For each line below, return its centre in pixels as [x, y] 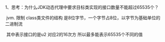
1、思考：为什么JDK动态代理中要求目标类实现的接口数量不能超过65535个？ [82, 7]
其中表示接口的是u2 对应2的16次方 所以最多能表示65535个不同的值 [74, 34]
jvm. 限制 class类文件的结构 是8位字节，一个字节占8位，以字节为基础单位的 [83, 18]
